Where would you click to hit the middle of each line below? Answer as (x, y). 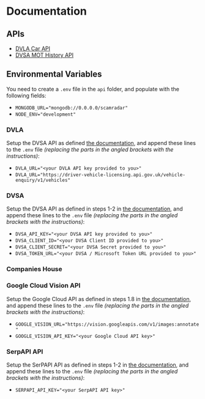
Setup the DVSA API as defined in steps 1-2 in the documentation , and (95, 209)
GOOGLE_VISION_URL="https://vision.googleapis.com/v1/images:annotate (107, 324)
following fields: (26, 95)
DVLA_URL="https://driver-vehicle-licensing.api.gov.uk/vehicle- (100, 175)
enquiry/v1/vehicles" (43, 181)
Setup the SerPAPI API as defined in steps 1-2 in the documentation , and (98, 365)
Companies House (34, 269)
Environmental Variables (54, 74)
